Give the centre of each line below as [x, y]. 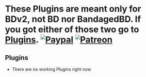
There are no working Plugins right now [51, 69]
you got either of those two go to [72, 30]
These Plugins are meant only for [73, 9]
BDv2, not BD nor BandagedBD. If [73, 19]
